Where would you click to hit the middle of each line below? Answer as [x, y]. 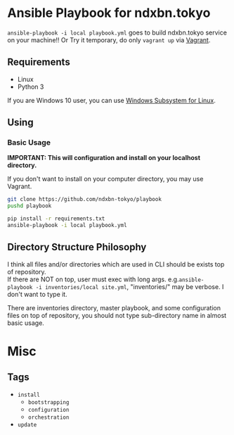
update [27, 424]
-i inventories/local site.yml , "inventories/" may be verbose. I [130, 286]
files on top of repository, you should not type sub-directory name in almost [117, 315]
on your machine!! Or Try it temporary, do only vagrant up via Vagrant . [109, 39]
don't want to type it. [38, 294]
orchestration [48, 417]
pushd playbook [30, 206]
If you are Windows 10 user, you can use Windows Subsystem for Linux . [112, 100]
